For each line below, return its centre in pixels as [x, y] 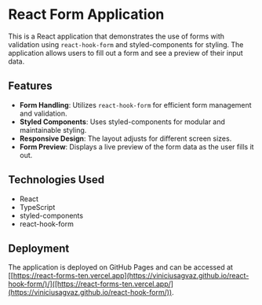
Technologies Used [56, 180]
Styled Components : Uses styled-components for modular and [122, 121]
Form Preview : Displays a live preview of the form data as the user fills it [136, 146]
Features [30, 86]
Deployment [39, 248]
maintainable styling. [53, 130]
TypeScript [37, 207]
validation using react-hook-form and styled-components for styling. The [126, 44]
